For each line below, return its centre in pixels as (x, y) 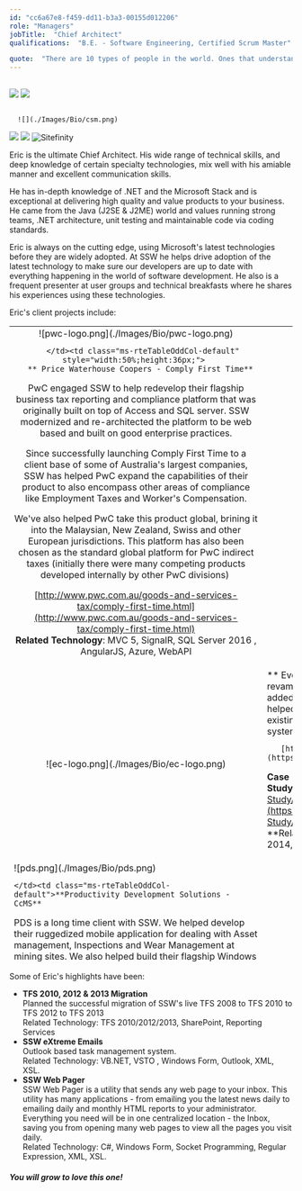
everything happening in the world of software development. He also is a (144, 275)
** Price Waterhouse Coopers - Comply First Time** (140, 369)
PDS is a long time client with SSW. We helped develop (129, 922)
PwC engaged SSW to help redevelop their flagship (136, 388)
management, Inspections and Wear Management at (124, 944)
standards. (29, 230)
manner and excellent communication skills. (90, 174)
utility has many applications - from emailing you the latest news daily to (156, 1098)
